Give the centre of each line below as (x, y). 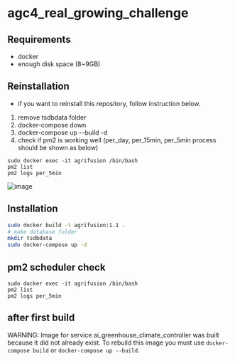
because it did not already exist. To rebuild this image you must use (106, 342)
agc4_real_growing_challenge (98, 13)
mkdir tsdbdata (30, 239)
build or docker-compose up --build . (86, 350)
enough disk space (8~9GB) (59, 64)
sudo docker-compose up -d (47, 245)
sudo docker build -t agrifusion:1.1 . (66, 225)
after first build (41, 318)
